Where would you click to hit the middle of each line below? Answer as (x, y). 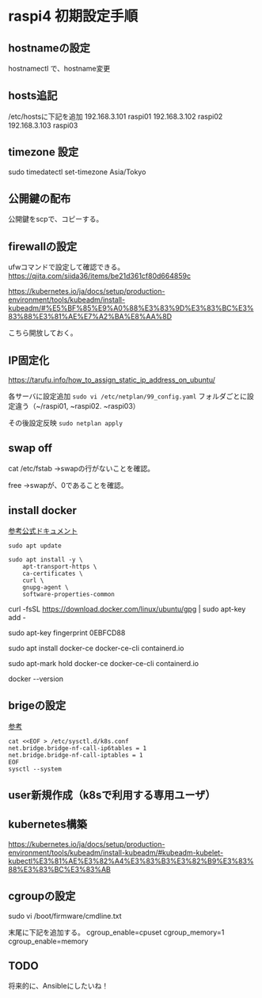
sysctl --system (35, 769)
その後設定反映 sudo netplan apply (65, 423)
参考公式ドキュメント (43, 531)
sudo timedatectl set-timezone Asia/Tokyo (77, 172)
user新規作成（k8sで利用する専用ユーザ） (112, 795)
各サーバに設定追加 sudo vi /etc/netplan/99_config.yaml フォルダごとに (128, 396)
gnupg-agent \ (46, 587)
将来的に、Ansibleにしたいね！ (59, 986)
